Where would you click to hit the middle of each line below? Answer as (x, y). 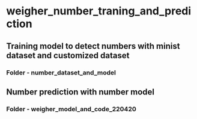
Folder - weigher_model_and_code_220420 (71, 109)
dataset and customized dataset (68, 55)
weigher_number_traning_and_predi (99, 11)
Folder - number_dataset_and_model (61, 72)
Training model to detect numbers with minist (93, 46)
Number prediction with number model (80, 92)
